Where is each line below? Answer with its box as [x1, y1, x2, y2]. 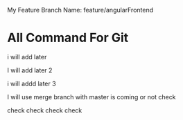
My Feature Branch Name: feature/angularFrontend [7, 6, 154, 14]
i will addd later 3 [7, 79, 57, 88]
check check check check [7, 106, 82, 114]
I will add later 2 [7, 66, 53, 74]
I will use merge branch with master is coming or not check [7, 92, 176, 101]
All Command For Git [7, 30, 129, 46]
